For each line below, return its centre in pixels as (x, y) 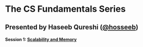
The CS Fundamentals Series (66, 9)
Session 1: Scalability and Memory (41, 40)
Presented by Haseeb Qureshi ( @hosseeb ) (72, 27)
